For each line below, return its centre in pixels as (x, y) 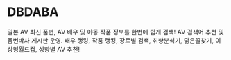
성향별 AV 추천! (59, 49)
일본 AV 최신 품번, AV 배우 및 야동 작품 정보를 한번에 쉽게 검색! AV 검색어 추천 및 (115, 32)
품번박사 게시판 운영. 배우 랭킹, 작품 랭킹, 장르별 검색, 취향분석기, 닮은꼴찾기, (110, 40)
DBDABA (33, 12)
